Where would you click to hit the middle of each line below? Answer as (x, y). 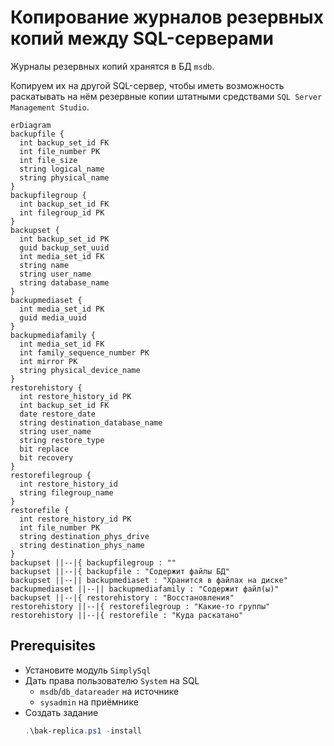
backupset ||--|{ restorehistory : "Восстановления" (122, 597)
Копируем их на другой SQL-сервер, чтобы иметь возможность (147, 85)
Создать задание (61, 712)
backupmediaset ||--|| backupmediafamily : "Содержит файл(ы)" (145, 589)
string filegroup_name (66, 492)
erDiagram (31, 125)
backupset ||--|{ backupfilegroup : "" (93, 562)
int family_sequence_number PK (84, 352)
